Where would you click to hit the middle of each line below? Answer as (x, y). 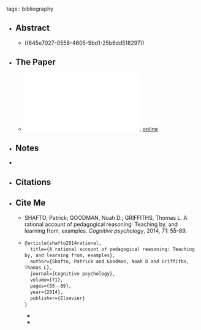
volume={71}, (46, 280)
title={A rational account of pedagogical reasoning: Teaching (112, 249)
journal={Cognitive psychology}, (72, 274)
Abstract (32, 28)
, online (149, 129)
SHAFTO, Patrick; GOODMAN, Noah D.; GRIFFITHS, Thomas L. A (106, 217)
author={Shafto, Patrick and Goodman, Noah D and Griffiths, (110, 261)
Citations (33, 182)
